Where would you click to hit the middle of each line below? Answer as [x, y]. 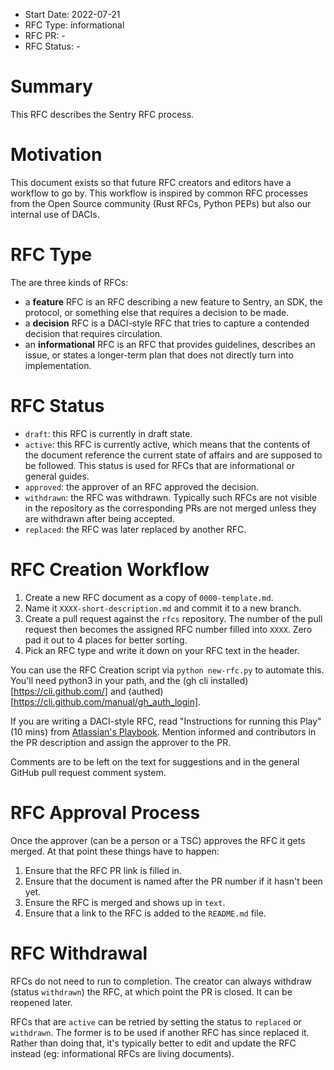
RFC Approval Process [105, 812]
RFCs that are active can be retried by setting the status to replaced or [156, 1021]
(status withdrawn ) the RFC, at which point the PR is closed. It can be [151, 991]
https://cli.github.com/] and [70, 691]
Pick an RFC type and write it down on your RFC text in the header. [162, 650]
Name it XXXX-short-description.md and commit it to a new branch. [163, 608]
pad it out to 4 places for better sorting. [106, 640]
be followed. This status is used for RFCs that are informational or [160, 465]
